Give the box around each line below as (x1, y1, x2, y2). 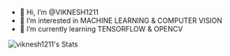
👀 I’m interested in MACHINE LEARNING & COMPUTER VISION (19, 16, 223, 25)
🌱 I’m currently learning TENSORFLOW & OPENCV (19, 24, 183, 33)
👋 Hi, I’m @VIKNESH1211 (19, 8, 99, 17)
